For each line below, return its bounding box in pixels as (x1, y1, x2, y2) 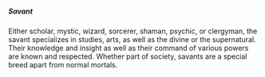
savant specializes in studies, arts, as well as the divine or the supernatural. (8, 34, 257, 44)
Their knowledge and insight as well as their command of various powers (8, 43, 249, 52)
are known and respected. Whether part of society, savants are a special (8, 52, 247, 61)
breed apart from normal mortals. (8, 60, 118, 69)
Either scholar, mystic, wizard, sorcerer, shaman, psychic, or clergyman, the (8, 26, 258, 36)
